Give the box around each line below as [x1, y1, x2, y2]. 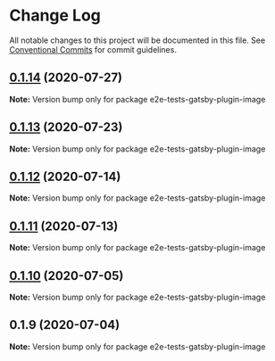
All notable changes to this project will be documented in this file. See [9, 35, 266, 45]
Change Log [9, 5, 101, 26]
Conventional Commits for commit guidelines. [9, 44, 177, 54]
